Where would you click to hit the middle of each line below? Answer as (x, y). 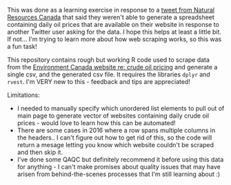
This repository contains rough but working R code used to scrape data (109, 60)
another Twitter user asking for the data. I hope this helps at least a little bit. (114, 32)
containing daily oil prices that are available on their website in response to (113, 24)
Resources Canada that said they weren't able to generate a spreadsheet (111, 17)
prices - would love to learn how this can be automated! (96, 123)
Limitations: (23, 95)
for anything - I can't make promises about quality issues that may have (119, 167)
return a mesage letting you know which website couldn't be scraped (115, 145)
